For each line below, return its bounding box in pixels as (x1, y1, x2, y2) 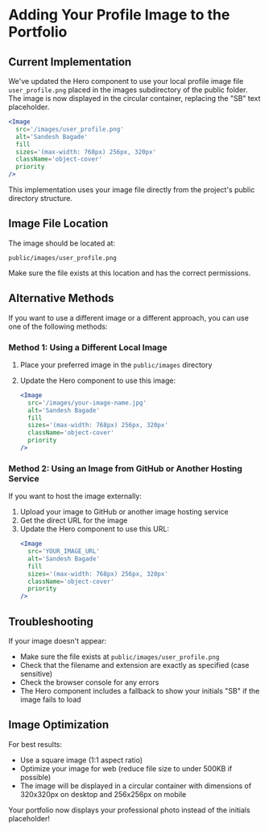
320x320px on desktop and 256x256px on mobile (19, 789, 187, 799)
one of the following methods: (8, 321, 108, 331)
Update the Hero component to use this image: (19, 376, 176, 385)
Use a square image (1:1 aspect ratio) (19, 755, 143, 765)
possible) (19, 772, 52, 782)
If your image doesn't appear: (8, 636, 107, 646)
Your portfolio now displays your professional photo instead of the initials (8, 805, 251, 815)
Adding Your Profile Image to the (8, 6, 230, 24)
